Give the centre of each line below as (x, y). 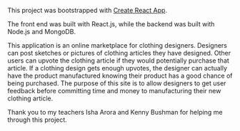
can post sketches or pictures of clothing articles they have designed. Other (119, 53)
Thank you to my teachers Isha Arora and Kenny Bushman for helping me (115, 112)
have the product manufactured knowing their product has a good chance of (120, 75)
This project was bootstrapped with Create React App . (87, 10)
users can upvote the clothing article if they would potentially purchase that (119, 61)
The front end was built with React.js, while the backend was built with (111, 24)
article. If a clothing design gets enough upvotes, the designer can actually (117, 68)
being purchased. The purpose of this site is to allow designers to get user (117, 83)
